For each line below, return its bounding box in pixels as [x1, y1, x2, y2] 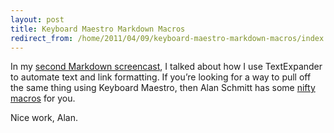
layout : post [10, 14, 65, 25]
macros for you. [10, 92, 76, 105]
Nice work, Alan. [10, 112, 78, 124]
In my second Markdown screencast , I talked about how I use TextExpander [10, 61, 323, 73]
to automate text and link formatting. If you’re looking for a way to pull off [10, 71, 312, 83]
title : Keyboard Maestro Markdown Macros [10, 24, 186, 34]
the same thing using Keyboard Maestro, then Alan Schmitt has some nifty [10, 82, 316, 94]
